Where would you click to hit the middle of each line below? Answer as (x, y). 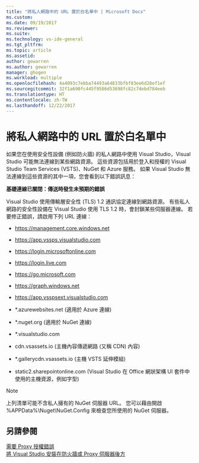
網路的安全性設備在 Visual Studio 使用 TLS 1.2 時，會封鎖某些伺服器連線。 (96, 209)
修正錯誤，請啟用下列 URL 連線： (52, 217)
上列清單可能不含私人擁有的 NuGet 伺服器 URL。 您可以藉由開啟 (84, 403)
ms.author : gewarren (32, 67)
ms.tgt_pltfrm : (25, 45)
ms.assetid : (21, 56)
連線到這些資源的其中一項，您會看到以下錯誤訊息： (73, 176)
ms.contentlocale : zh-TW (37, 100)
